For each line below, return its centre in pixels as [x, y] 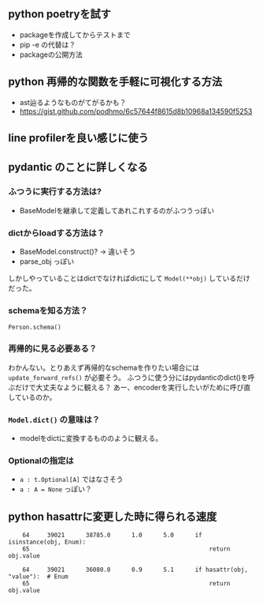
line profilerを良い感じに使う [79, 138]
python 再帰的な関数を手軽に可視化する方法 [115, 82]
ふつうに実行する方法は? [55, 192]
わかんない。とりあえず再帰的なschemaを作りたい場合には [104, 367]
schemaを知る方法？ [48, 310]
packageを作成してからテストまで [75, 35]
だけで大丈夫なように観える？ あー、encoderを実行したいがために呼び [129, 387]
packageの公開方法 [51, 55]
